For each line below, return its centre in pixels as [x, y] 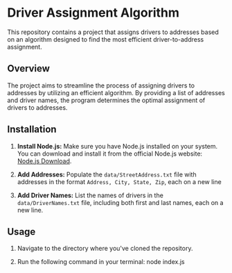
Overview [29, 68]
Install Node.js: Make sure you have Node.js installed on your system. [117, 146]
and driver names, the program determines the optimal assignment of [106, 100]
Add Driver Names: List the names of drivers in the [90, 195]
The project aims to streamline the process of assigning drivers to [101, 85]
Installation [32, 130]
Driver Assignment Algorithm [93, 13]
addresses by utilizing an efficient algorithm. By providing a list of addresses [116, 92]
